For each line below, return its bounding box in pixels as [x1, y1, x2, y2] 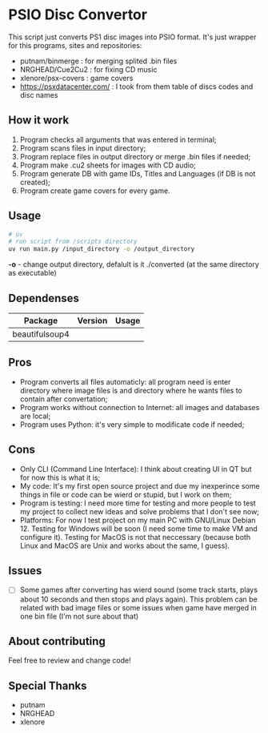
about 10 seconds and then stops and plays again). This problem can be [19, 594, 258, 604]
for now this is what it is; [19, 473, 101, 482]
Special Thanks [8, 679, 87, 692]
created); [19, 177, 50, 187]
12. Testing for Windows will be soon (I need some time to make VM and [19, 523, 258, 534]
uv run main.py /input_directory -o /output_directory [8, 245, 195, 253]
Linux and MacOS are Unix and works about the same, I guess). [19, 541, 230, 550]
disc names [19, 90, 58, 99]
